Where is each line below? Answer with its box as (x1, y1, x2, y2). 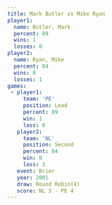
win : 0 (23, 154, 42, 162)
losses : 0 (13, 43, 42, 50)
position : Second (23, 142, 74, 149)
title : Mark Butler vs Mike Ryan (7, 10, 106, 18)
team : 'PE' (23, 96, 55, 103)
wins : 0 (13, 69, 37, 76)
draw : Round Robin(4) (16, 180, 80, 187)
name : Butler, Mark (13, 23, 71, 30)
